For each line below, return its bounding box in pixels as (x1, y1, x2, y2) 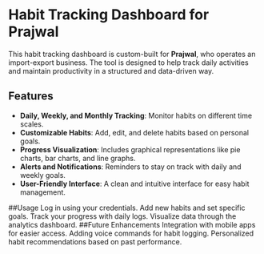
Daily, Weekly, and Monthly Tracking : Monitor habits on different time (19, 111, 253, 120)
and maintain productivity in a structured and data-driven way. (8, 66, 214, 75)
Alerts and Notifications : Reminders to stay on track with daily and (19, 162, 242, 171)
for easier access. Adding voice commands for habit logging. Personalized (8, 228, 254, 238)
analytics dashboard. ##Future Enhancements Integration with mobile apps (8, 220, 256, 229)
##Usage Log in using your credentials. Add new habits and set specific (8, 203, 246, 212)
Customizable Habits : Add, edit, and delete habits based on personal (19, 127, 250, 137)
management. (19, 187, 66, 197)
